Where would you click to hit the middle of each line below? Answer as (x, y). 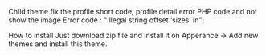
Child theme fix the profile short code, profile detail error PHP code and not (133, 12)
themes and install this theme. (58, 44)
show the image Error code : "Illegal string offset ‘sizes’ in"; (106, 20)
